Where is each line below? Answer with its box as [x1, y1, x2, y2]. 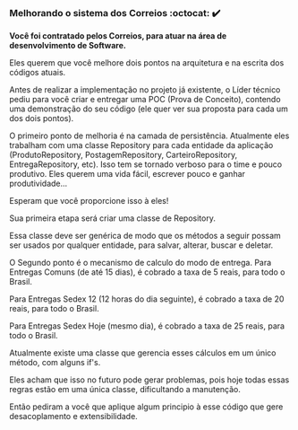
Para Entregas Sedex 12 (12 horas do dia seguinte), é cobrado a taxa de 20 [9, 294, 285, 304]
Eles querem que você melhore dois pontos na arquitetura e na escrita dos [9, 57, 285, 68]
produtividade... [9, 178, 68, 189]
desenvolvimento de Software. [9, 40, 127, 51]
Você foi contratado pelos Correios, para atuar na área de [9, 31, 227, 41]
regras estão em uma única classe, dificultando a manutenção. [9, 384, 242, 395]
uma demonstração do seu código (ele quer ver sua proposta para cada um [9, 103, 288, 114]
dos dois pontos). [9, 113, 74, 124]
